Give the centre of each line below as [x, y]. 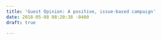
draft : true [21, 22]
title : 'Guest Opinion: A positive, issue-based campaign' [81, 11]
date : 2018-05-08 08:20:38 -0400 [48, 17]
